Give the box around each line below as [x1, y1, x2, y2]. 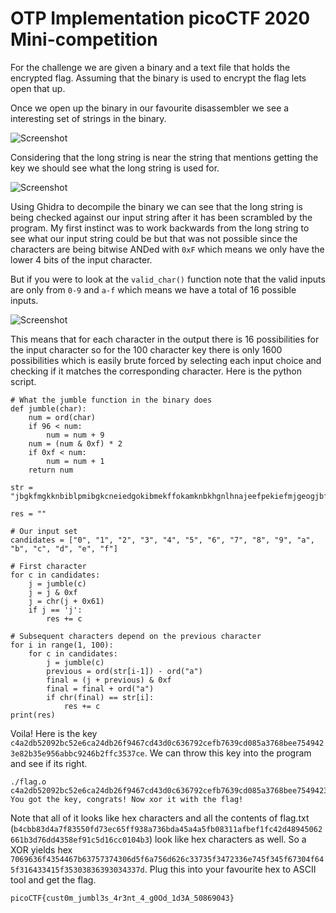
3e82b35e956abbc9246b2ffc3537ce [10, 748, 145, 759]
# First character [10, 561, 87, 571]
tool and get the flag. [10, 873, 97, 886]
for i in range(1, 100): [10, 640, 114, 650]
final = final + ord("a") [46, 683, 155, 694]
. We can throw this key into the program [144, 747, 312, 759]
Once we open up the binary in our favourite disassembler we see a [10, 102, 290, 114]
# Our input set [10, 526, 78, 536]
